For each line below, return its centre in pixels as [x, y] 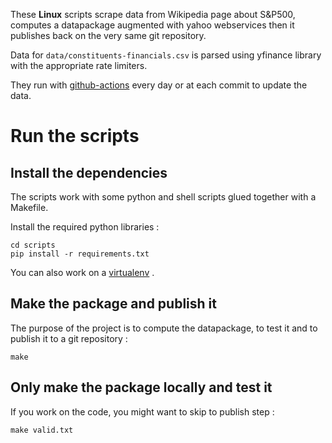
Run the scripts [75, 136]
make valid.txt [42, 430]
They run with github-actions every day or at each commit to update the [159, 85]
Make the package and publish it [113, 304]
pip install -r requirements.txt [80, 254]
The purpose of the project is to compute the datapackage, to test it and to [164, 328]
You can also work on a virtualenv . [82, 272]
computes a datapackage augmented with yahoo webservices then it [152, 25]
